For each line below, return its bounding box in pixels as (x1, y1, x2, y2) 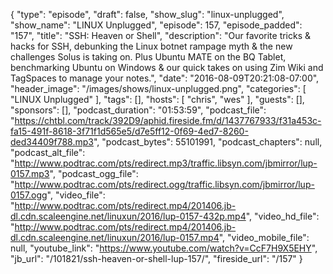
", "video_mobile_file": (218, 232, 310, 243)
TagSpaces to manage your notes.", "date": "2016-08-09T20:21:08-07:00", (10, 72, 320, 84)
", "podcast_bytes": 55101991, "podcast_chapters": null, (93, 136, 323, 148)
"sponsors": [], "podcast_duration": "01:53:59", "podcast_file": (10, 104, 267, 116)
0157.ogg (10, 189, 48, 201)
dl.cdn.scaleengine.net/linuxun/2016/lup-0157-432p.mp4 (10, 210, 247, 222)
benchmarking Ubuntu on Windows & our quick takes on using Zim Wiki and (10, 62, 324, 73)
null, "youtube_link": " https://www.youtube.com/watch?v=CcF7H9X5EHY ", (10, 242, 318, 254)
